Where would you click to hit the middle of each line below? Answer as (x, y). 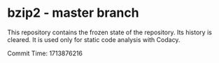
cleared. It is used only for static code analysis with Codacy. (94, 39)
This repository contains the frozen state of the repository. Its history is (109, 32)
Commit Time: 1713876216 (45, 53)
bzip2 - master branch (73, 13)
